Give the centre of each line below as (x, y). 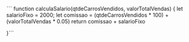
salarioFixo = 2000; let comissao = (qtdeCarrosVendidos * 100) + (88, 15)
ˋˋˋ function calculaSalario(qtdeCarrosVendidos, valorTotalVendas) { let (95, 9)
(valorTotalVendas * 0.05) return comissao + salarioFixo (76, 21)
